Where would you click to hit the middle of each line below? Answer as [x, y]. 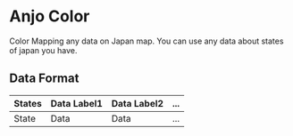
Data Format [44, 79]
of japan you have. [43, 50]
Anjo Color [50, 16]
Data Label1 [76, 103]
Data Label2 [137, 103]
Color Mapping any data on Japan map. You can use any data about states [146, 41]
